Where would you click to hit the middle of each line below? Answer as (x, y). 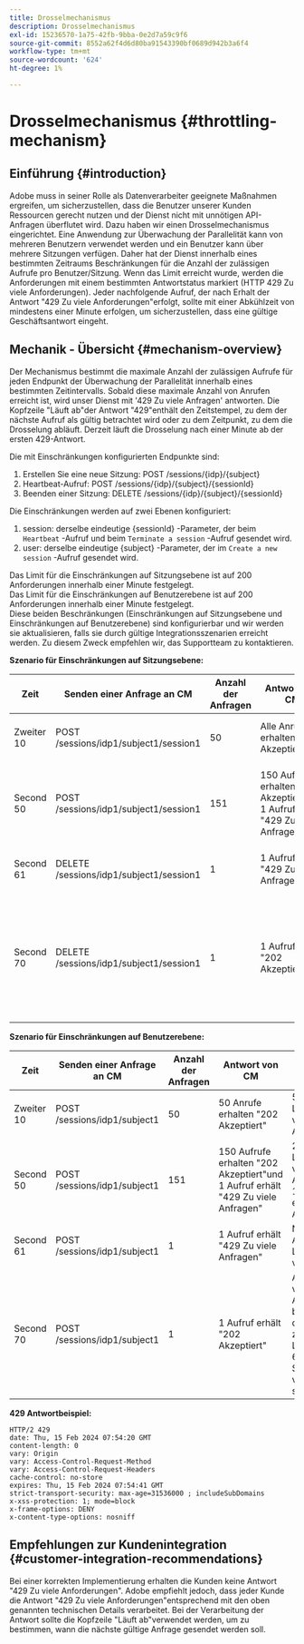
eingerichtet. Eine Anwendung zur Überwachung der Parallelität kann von (146, 234)
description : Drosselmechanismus (72, 26)
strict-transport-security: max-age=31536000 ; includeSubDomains (137, 1493)
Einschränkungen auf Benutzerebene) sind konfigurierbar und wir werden (147, 623)
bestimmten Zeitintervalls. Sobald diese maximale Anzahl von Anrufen (140, 390)
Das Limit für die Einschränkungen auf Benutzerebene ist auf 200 (131, 594)
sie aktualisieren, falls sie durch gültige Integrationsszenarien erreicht (139, 632)
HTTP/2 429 (30, 1430)
